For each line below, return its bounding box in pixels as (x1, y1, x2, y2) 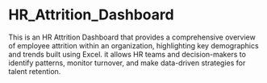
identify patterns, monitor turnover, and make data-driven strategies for (8, 58, 246, 68)
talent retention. (8, 66, 61, 76)
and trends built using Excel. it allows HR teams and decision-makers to (8, 49, 246, 59)
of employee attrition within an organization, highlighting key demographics (8, 40, 260, 50)
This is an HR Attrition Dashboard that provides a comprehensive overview (8, 32, 256, 42)
